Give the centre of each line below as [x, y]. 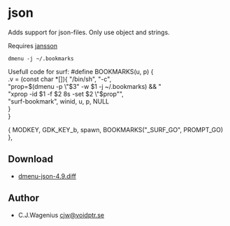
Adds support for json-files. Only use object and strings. [89, 32]
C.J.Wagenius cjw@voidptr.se [61, 215]
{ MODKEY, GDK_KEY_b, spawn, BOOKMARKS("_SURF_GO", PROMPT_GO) [116, 129]
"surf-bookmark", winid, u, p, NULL [59, 101]
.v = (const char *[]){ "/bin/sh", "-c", [60, 79]
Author [23, 198]
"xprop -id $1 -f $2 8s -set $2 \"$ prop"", [66, 94]
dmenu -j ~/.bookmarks [41, 58]
